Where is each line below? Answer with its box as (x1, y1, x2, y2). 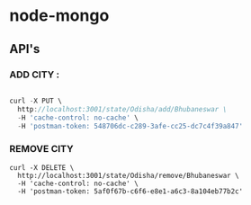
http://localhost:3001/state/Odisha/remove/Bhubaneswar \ (17, 171, 240, 180)
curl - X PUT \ (9, 96, 63, 105)
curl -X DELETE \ (9, 163, 75, 172)
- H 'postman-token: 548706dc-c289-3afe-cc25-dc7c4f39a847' (17, 121, 244, 130)
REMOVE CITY (9, 143, 74, 156)
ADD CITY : (9, 68, 60, 81)
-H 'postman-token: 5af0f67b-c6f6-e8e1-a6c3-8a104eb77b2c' (17, 186, 244, 196)
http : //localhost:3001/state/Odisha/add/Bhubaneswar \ (17, 104, 228, 113)
